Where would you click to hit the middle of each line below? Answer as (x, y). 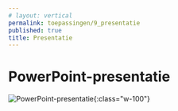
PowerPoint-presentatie (89, 77)
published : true (35, 30)
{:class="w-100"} (122, 99)
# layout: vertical (41, 15)
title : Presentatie (41, 38)
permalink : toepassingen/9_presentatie (74, 23)
